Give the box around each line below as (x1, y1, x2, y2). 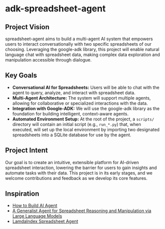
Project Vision (5, 23, 50, 31)
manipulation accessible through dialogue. (5, 57, 92, 62)
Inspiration (5, 189, 40, 198)
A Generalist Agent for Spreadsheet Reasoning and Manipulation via (12, 208, 152, 214)
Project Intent (5, 146, 48, 155)
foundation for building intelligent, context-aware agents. (12, 111, 129, 116)
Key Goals (5, 71, 37, 80)
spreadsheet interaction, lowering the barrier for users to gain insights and (5, 165, 157, 171)
